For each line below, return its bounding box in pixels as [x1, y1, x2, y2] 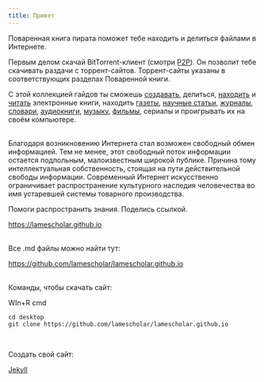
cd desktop [8, 313, 44, 321]
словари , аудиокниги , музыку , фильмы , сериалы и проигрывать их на [8, 106, 246, 116]
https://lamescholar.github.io [8, 220, 102, 229]
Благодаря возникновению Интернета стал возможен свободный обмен [8, 138, 255, 147]
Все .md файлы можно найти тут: [8, 243, 121, 253]
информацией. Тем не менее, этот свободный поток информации [8, 147, 231, 156]
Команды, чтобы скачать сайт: [8, 282, 113, 292]
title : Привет [8, 11, 55, 20]
